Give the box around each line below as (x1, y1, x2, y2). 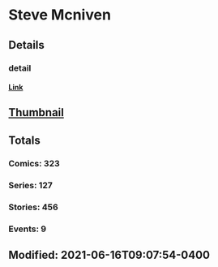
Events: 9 (8, 223, 47, 235)
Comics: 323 (8, 157, 61, 169)
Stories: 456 (8, 201, 58, 213)
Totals (8, 133, 41, 147)
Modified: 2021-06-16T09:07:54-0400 (8, 248, 211, 261)
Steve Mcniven (8, 6, 112, 24)
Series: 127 (8, 179, 53, 191)
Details (8, 38, 45, 52)
